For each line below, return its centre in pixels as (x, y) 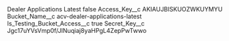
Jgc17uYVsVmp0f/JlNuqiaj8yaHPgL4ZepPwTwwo (77, 31)
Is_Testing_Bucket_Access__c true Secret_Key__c (76, 24)
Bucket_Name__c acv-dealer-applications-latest (75, 16)
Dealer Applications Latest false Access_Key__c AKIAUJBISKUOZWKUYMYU (115, 9)
